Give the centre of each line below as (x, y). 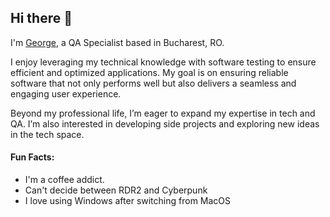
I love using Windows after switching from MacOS (128, 201)
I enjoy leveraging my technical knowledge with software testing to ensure (163, 62)
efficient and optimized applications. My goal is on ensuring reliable (149, 72)
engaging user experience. (66, 93)
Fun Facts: (32, 157)
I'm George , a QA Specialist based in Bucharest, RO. (117, 42)
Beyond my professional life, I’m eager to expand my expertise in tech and (163, 113)
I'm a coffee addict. (64, 180)
